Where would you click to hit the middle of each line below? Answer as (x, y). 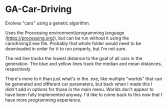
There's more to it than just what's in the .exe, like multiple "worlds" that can (84, 78)
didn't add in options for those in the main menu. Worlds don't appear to (79, 89)
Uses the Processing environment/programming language (65, 32)
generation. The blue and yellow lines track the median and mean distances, (84, 63)
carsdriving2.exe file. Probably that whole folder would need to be (73, 43)
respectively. (18, 69)
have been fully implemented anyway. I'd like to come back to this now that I (84, 94)
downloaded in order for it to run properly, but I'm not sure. (66, 48)
